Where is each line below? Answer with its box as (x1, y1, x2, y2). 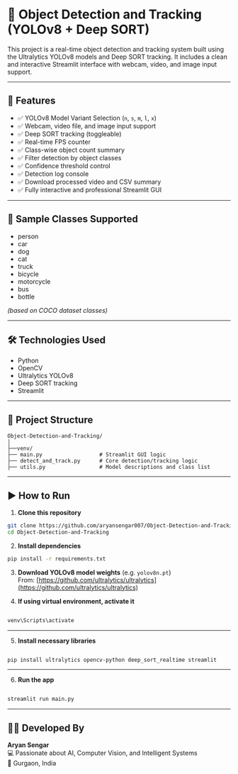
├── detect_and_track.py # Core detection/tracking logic (7, 458, 198, 465)
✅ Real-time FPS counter (17, 138, 91, 146)
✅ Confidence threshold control (17, 161, 111, 170)
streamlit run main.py (7, 695, 74, 703)
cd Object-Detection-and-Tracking (7, 529, 110, 536)
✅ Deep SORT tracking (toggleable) (17, 129, 122, 138)
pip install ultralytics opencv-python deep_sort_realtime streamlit (7, 656, 217, 663)
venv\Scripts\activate (7, 617, 74, 624)
